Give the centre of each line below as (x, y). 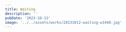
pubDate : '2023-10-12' (28, 18)
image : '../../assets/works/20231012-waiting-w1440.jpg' (63, 22)
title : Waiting (20, 9)
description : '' (21, 14)
